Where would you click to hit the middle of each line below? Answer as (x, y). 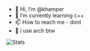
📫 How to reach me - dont (48, 22)
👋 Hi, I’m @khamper (39, 9)
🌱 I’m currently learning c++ (49, 15)
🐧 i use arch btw (35, 31)
